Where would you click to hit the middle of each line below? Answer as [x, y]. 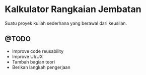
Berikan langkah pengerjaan [41, 67]
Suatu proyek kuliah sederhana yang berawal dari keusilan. [66, 23]
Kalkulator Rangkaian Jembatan [73, 9]
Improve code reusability [38, 51]
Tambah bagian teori [33, 62]
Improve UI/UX [27, 56]
